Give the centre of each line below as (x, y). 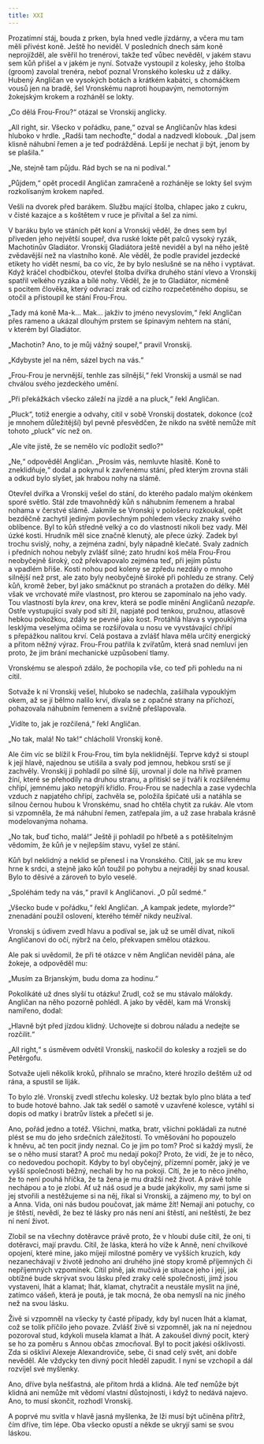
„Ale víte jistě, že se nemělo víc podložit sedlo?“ (86, 446)
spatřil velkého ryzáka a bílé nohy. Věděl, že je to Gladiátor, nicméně (119, 280)
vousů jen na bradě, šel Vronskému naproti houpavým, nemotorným (118, 88)
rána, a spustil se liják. (44, 1081)
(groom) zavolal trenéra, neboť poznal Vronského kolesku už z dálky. (120, 71)
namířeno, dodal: (35, 1010)
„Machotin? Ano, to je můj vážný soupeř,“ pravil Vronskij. (100, 345)
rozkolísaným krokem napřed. (56, 191)
